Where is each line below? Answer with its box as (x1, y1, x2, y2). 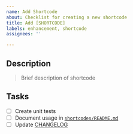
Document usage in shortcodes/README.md (14, 114, 119, 121)
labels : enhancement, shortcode (6, 25, 87, 32)
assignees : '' (6, 31, 42, 37)
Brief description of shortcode (20, 74, 96, 81)
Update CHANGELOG (14, 121, 68, 128)
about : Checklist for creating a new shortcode (6, 14, 128, 20)
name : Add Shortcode (6, 8, 58, 15)
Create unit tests (14, 107, 56, 114)
